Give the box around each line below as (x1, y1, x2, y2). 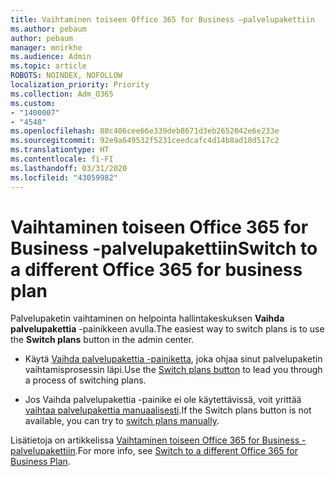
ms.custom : (10, 98, 56, 108)
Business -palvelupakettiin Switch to (10, 237, 318, 260)
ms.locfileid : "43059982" (10, 172, 118, 183)
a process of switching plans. (24, 374, 147, 386)
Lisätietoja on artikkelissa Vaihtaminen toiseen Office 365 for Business (10, 434, 300, 446)
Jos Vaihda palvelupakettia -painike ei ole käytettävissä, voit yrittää (24, 394, 302, 406)
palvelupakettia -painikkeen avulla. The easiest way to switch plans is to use (10, 323, 325, 335)
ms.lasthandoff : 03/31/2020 (10, 163, 128, 173)
